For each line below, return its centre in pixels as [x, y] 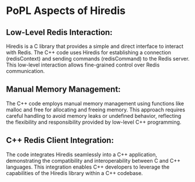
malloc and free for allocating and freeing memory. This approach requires [96, 110]
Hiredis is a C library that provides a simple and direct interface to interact [95, 46]
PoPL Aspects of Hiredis [66, 11]
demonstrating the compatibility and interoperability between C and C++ [93, 160]
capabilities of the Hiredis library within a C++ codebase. [74, 173]
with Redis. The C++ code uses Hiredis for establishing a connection [88, 52]
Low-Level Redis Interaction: [59, 32]
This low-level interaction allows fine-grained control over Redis [83, 65]
